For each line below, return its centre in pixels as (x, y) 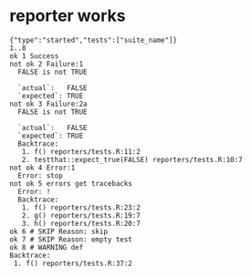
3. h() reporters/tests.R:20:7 (81, 223)
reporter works (68, 16)
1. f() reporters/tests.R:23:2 (81, 207)
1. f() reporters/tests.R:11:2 (81, 151)
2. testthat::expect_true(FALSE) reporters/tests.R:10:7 (132, 159)
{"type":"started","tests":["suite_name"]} (94, 40)
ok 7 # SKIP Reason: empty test (71, 239)
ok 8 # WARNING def (47, 247)
